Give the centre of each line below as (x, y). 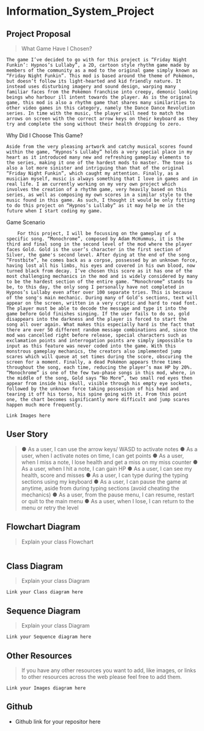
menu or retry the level (50, 508)
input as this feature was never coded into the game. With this (91, 346)
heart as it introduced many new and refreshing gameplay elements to (98, 157)
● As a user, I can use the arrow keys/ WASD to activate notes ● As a (109, 449)
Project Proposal (39, 34)
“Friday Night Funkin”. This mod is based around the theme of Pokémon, (101, 76)
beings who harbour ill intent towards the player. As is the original (99, 97)
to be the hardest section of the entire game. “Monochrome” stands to (99, 282)
